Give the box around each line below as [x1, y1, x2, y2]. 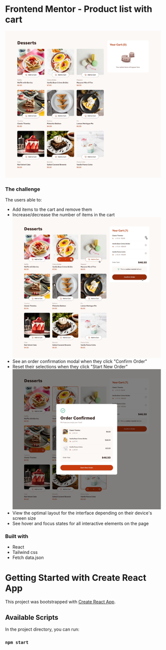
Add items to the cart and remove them [12, 206, 92, 212]
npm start [5, 640, 29, 646]
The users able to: [5, 197, 42, 203]
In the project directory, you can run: [5, 626, 80, 632]
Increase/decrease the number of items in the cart [12, 212, 115, 218]
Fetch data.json [12, 554, 44, 560]
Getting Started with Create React [5, 572, 147, 583]
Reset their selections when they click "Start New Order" [12, 363, 128, 369]
